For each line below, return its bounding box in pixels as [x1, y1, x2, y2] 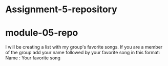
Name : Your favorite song [5, 55, 60, 61]
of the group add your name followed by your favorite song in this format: [5, 50, 160, 56]
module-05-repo [5, 27, 78, 39]
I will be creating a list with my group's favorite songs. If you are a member [5, 44, 163, 50]
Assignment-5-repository [5, 4, 118, 15]
